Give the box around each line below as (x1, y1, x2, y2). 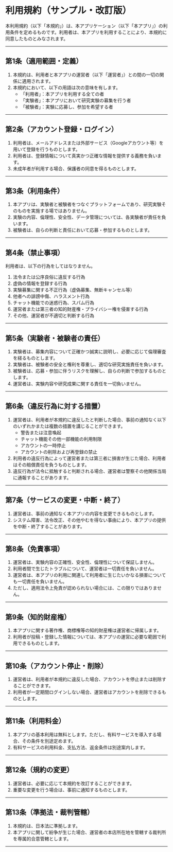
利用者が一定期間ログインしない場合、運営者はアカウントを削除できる (12, 689, 162, 695)
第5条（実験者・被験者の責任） (5, 334, 105, 343)
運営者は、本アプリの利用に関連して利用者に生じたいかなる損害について (12, 572, 166, 578)
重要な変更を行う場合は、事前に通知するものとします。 (12, 787, 130, 793)
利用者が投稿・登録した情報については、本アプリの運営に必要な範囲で (12, 634, 162, 640)
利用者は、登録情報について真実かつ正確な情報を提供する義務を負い (12, 152, 158, 158)
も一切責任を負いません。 (12, 578, 67, 584)
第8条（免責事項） (5, 545, 64, 554)
